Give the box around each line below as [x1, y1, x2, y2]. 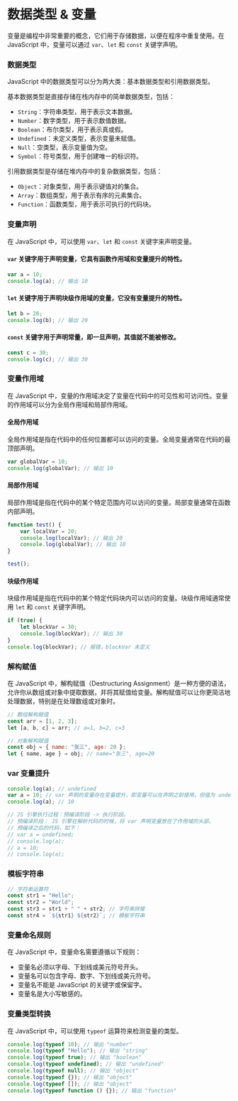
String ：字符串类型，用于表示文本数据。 [17, 107, 137, 116]
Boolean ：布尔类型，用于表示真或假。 [17, 125, 127, 134]
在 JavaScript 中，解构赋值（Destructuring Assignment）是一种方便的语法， [7, 679, 230, 687]
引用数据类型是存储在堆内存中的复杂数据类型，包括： [7, 167, 163, 176]
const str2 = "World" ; [7, 899, 74, 906]
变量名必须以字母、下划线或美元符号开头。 [17, 963, 142, 972]
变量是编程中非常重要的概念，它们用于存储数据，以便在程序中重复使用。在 [7, 31, 225, 40]
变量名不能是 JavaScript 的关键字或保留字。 [17, 981, 146, 989]
